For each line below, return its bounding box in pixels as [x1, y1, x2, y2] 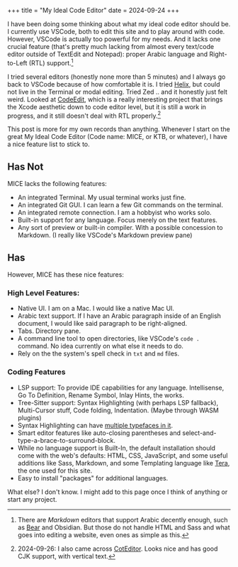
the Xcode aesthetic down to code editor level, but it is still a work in [7, 102, 207, 111]
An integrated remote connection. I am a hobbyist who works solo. [17, 209, 212, 217]
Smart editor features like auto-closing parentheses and [17, 429, 181, 437]
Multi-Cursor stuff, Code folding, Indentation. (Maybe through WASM [17, 406, 220, 414]
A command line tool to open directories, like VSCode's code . [17, 334, 200, 343]
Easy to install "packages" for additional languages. [17, 473, 169, 482]
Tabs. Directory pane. [17, 326, 81, 336]
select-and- [182, 429, 217, 437]
